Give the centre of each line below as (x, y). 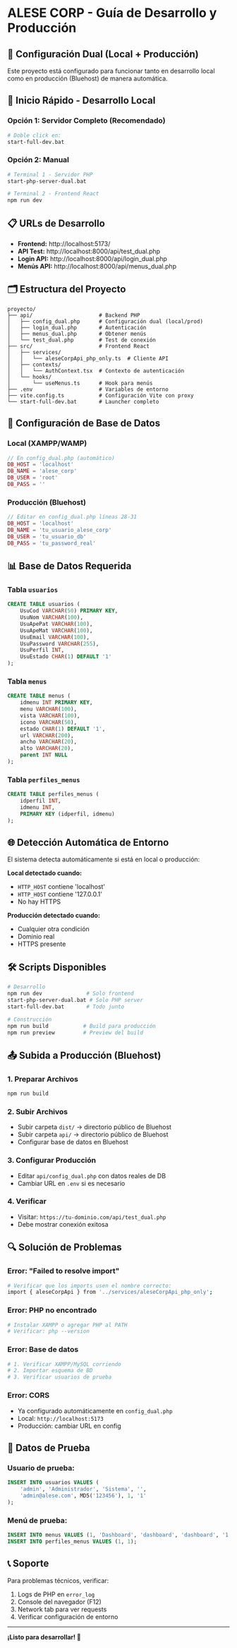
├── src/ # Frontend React (79, 346)
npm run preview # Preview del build (75, 1032)
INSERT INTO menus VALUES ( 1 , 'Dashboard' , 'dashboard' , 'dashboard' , (113, 1535)
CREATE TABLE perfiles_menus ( (53, 794)
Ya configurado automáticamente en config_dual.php (95, 1411)
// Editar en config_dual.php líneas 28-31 (72, 517)
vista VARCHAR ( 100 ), (50, 715)
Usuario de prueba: (41, 1467)
